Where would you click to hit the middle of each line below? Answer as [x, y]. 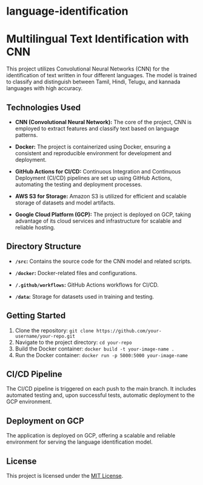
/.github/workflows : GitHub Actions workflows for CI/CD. [87, 285]
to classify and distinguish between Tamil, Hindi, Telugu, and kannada [93, 82]
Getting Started [36, 316]
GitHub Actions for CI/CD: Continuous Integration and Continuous [98, 171]
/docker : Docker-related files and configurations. [76, 273]
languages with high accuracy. [45, 88]
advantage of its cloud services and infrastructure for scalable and [98, 221]
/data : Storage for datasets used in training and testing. [85, 296]
